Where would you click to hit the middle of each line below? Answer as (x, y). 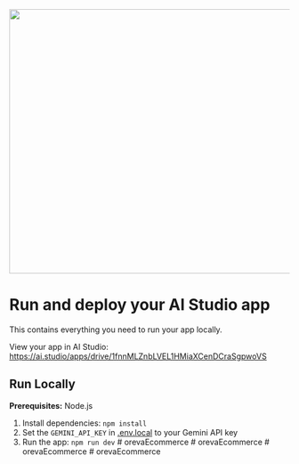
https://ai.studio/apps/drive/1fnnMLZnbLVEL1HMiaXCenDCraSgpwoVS (138, 356)
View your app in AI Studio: (59, 346)
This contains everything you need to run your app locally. (116, 330)
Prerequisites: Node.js (51, 405)
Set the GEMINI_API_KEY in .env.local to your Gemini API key (130, 432)
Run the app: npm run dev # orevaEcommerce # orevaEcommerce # (145, 442)
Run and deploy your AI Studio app (140, 305)
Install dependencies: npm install (84, 423)
